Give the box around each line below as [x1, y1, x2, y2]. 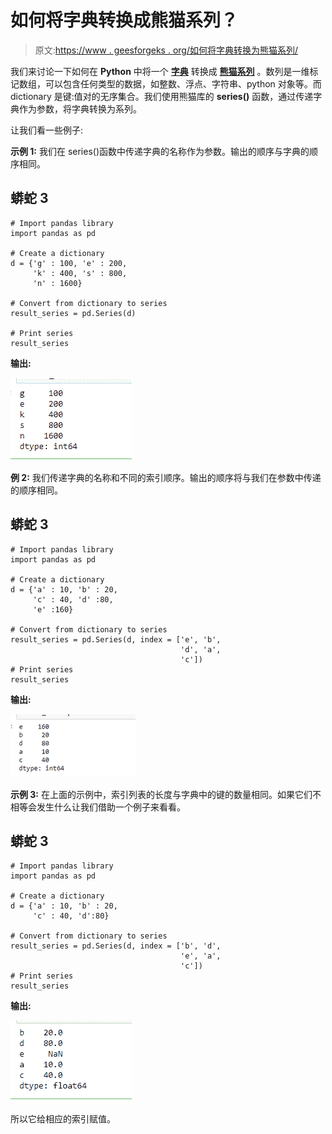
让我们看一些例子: [10, 124, 84, 136]
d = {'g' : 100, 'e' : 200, [10, 258, 128, 268]
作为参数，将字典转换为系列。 [18, 102, 142, 115]
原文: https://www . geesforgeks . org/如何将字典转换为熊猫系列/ [34, 44, 298, 56]
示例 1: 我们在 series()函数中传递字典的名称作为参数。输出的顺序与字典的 [10, 145, 310, 157]
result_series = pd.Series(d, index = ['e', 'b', [10, 634, 222, 645]
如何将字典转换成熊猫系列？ [10, 9, 239, 32]
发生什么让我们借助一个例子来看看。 [36, 801, 186, 813]
